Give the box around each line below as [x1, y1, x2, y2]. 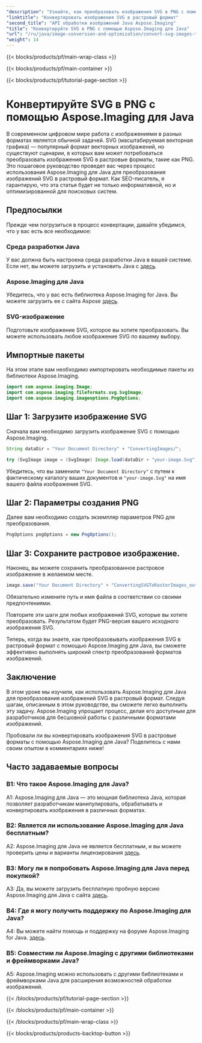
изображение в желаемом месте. [6, 570, 93, 578]
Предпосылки [6, 205, 63, 215]
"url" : [6, 31, 23, 37]
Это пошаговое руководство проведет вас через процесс [6, 162, 156, 169]
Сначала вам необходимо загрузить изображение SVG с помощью [6, 427, 180, 435]
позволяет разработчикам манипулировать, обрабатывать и [6, 800, 163, 807]
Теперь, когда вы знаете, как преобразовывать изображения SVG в [6, 635, 181, 643]
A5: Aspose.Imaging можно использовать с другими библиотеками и [6, 970, 183, 977]
